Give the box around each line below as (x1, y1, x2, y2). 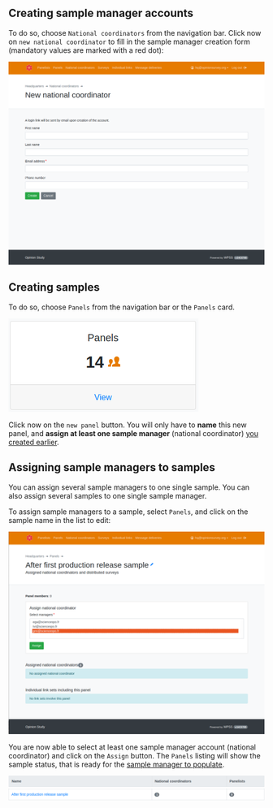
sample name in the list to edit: (8, 515, 111, 525)
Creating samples (8, 280, 100, 295)
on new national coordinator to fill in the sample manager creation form (8, 37, 250, 46)
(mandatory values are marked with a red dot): (8, 45, 164, 55)
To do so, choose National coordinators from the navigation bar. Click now (8, 28, 262, 37)
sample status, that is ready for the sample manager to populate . (8, 759, 225, 770)
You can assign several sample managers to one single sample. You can (8, 482, 250, 492)
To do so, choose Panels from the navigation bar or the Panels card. (8, 302, 236, 312)
